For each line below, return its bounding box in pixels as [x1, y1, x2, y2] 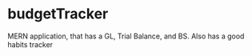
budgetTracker [7, 5, 109, 23]
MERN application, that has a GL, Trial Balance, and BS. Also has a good [7, 31, 245, 41]
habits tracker [7, 39, 54, 49]
